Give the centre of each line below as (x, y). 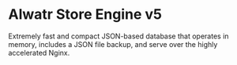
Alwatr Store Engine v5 (85, 14)
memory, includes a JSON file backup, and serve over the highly (113, 44)
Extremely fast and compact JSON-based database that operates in (118, 36)
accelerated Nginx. (39, 52)
